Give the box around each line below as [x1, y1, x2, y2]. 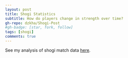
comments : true [5, 34, 36, 39]
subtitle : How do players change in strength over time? [5, 16, 124, 21]
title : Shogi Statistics [5, 12, 56, 16]
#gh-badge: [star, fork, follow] [5, 25, 73, 30]
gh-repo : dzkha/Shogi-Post [5, 20, 60, 26]
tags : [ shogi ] [5, 29, 34, 34]
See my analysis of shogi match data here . [5, 47, 91, 53]
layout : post [5, 7, 32, 12]
